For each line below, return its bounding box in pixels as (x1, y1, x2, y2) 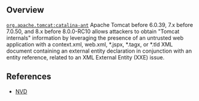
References (6, 72, 51, 82)
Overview (6, 5, 45, 15)
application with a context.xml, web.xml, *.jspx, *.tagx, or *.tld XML (6, 40, 173, 48)
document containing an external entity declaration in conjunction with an (6, 47, 192, 54)
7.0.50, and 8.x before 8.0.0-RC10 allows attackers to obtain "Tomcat (6, 28, 179, 35)
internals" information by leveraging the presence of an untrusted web (6, 34, 184, 42)
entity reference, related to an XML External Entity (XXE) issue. (6, 53, 165, 61)
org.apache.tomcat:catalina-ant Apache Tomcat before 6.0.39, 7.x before (6, 21, 193, 28)
